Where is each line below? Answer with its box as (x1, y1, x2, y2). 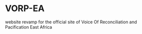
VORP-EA (5, 3, 45, 14)
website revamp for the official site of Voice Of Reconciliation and (5, 19, 137, 25)
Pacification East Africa (5, 24, 52, 30)
